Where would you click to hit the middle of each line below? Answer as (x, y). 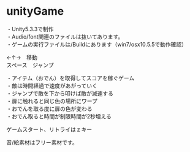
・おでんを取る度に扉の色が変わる (49, 108)
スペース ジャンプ (30, 65)
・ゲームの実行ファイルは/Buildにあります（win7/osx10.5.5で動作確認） (97, 44)
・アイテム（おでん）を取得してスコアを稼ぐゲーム (70, 78)
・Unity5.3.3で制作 (30, 29)
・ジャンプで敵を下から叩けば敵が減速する (60, 93)
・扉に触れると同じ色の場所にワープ (52, 101)
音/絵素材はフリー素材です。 (42, 142)
